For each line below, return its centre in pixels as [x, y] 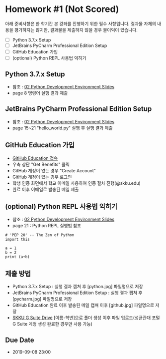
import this [17, 240]
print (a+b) [17, 257]
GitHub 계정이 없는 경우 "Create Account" [54, 170]
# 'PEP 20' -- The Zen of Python [40, 235]
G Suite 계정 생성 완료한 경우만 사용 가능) [52, 324]
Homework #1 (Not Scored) [62, 9]
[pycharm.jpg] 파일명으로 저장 [42, 299]
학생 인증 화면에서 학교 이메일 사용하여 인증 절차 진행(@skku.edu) [76, 183]
